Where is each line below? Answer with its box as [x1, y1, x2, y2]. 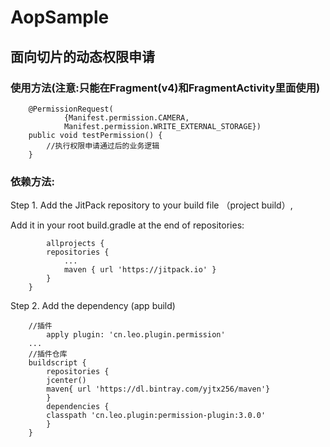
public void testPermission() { [28, 130, 163, 140]
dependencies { [46, 402, 110, 412]
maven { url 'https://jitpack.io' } [63, 265, 217, 275]
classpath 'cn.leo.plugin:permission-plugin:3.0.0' [46, 411, 267, 421]
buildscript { [28, 358, 87, 368]
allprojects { [46, 239, 105, 249]
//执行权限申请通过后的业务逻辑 [46, 141, 160, 151]
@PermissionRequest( [28, 104, 114, 114]
